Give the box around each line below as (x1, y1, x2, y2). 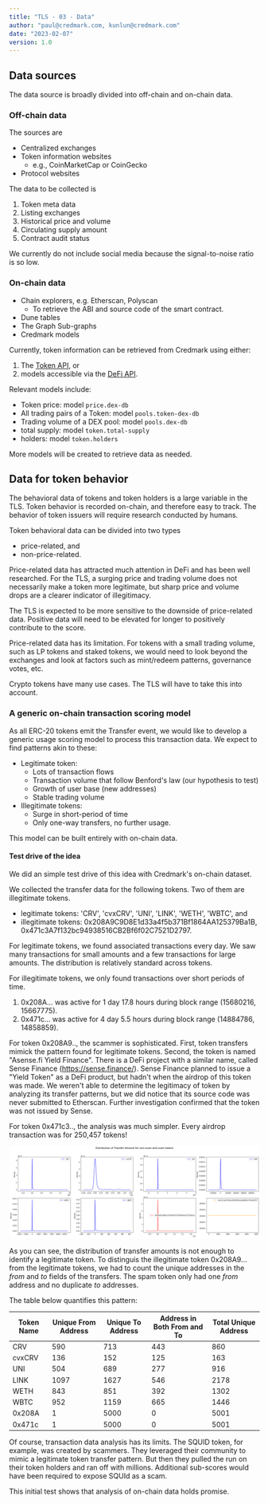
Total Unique (212, 1317, 256, 1328)
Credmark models (20, 330, 80, 339)
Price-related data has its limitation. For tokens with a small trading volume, (9, 638, 255, 648)
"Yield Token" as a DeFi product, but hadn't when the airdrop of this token (9, 1072, 251, 1081)
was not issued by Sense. (9, 1106, 94, 1115)
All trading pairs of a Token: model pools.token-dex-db (20, 408, 200, 418)
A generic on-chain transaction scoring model (9, 708, 192, 719)
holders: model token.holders (20, 433, 118, 443)
